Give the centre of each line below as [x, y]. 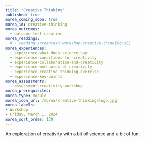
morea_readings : [22, 39]
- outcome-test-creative [36, 34]
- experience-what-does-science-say [49, 53]
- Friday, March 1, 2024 [32, 115]
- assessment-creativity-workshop [46, 86]
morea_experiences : [26, 48]
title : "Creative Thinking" [35, 10]
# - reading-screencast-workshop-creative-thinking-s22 [70, 43]
